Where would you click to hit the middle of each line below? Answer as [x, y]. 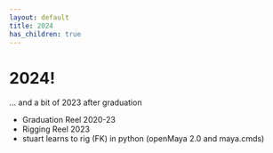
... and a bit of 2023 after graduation [76, 102]
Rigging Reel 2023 [56, 129]
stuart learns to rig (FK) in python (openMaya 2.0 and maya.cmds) [143, 139]
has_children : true [45, 34]
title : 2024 [31, 26]
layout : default [39, 17]
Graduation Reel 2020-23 [69, 120]
